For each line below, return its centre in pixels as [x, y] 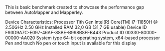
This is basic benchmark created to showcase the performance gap [75, 7]
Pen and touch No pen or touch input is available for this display [71, 43]
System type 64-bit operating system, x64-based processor [98, 38]
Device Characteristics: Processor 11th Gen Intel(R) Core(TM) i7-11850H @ [82, 22]
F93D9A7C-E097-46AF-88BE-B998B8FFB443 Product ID [65, 32]
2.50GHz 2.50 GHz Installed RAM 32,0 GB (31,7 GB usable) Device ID [76, 27]
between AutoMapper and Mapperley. [44, 12]
